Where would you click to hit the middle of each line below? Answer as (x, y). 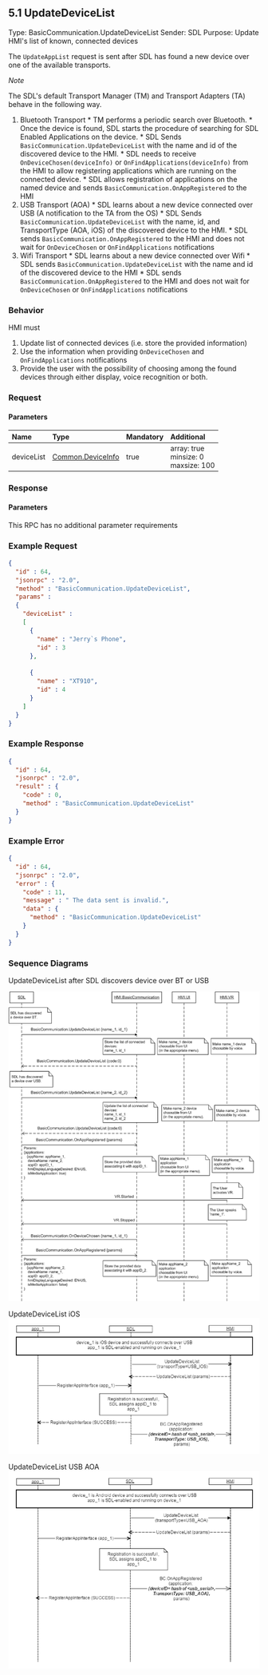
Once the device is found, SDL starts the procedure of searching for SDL (139, 128)
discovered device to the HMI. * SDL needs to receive (108, 153)
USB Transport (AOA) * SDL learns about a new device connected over (136, 204)
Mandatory (145, 437)
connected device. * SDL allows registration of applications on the (128, 179)
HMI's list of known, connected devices (73, 41)
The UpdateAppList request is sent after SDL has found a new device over (129, 56)
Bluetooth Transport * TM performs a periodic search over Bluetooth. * (136, 120)
